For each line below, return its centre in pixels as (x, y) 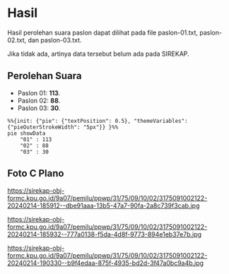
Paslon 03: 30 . (39, 108)
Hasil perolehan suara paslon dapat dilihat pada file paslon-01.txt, (103, 32)
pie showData (27, 133)
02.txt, (17, 40)
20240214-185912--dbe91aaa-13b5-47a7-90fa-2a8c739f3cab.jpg (104, 205)
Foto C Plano (36, 173)
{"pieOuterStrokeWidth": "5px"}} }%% (63, 127)
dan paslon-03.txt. (55, 40)
